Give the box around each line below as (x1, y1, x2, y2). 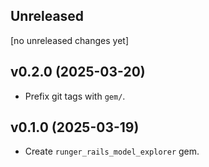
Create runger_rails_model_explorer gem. (24, 145, 200, 158)
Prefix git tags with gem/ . (24, 90, 126, 102)
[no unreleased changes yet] (10, 34, 129, 46)
